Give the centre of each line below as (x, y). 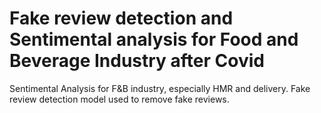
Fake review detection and (121, 18)
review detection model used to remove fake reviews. (119, 99)
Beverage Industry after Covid (137, 61)
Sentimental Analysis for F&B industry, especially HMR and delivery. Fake (160, 88)
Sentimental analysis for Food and (154, 39)
